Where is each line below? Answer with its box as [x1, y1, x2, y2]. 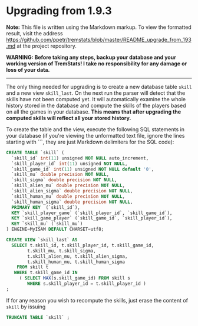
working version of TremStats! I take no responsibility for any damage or [6, 60, 187, 67]
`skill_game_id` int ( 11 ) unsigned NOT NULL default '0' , [11, 166, 154, 172]
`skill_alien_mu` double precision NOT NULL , [11, 182, 126, 189]
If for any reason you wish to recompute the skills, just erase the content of [6, 297, 189, 304]
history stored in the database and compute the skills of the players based [6, 102, 187, 109]
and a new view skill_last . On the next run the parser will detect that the [6, 89, 186, 97]
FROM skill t [16, 264, 49, 270]
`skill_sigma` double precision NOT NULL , [11, 177, 117, 183]
